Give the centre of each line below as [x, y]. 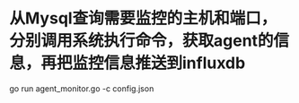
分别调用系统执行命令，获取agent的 [141, 41]
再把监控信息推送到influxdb [143, 63]
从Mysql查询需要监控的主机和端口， [143, 18]
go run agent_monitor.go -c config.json [82, 88]
